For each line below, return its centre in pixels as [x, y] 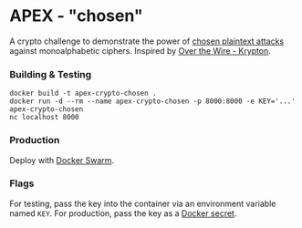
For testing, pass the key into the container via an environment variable [143, 203]
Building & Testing [51, 74]
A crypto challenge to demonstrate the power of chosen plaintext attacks [147, 41]
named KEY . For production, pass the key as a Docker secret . [123, 213]
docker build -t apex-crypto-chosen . [83, 93]
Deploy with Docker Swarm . [62, 160]
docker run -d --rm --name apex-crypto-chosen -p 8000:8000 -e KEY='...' [153, 101]
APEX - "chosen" [76, 16]
